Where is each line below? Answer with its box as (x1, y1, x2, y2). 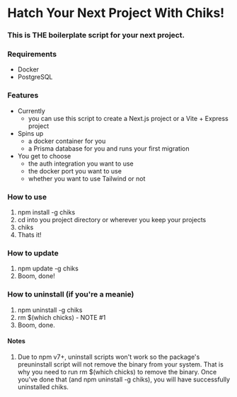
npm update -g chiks (17, 264, 79, 273)
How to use (7, 192, 47, 202)
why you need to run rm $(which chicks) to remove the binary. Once (17, 367, 217, 376)
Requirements (7, 50, 57, 59)
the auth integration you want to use (28, 159, 134, 168)
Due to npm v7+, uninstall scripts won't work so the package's (17, 352, 200, 361)
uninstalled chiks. (17, 382, 69, 391)
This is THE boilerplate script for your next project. (7, 30, 185, 40)
